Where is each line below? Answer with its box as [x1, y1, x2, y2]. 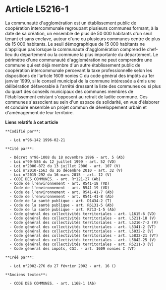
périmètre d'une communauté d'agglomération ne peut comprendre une [5, 57, 152, 63]
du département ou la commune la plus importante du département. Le [13, 51, 159, 58]
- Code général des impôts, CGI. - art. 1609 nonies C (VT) [9, 246, 136, 251]
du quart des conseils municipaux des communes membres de [5, 88, 134, 94]
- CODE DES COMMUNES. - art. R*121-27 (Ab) [9, 176, 101, 182]
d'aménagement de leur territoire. [5, 109, 74, 115]
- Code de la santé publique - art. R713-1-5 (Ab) [9, 207, 116, 212]
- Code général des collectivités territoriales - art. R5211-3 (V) [9, 242, 154, 247]
